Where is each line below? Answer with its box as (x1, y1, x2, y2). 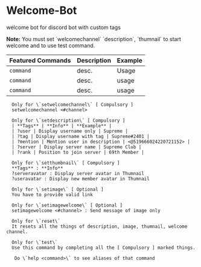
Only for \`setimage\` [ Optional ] (11, 186, 104, 193)
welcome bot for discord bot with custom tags (6, 24, 121, 31)
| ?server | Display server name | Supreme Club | (11, 143, 142, 150)
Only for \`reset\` (11, 218, 61, 224)
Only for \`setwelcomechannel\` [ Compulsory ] (11, 101, 134, 108)
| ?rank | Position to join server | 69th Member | (11, 149, 145, 155)
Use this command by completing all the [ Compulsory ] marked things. (11, 245, 196, 251)
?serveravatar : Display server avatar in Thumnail (11, 170, 145, 176)
